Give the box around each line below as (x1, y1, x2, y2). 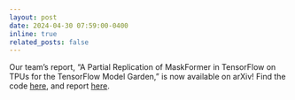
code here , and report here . (9, 81, 111, 91)
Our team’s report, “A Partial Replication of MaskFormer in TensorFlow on (9, 62, 276, 73)
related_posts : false (9, 37, 89, 47)
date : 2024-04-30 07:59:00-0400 (9, 21, 128, 30)
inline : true (9, 29, 58, 38)
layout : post (9, 12, 58, 22)
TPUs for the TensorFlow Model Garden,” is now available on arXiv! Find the (9, 72, 286, 82)
